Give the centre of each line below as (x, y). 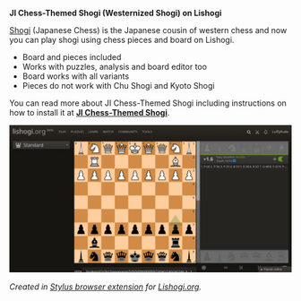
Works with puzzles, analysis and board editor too (115, 67)
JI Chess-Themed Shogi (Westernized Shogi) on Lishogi (116, 13)
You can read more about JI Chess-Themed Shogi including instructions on (148, 103)
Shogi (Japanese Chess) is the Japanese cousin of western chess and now (148, 30)
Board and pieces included (72, 57)
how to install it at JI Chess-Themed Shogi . (90, 112)
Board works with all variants (76, 76)
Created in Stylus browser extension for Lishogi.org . (105, 287)
